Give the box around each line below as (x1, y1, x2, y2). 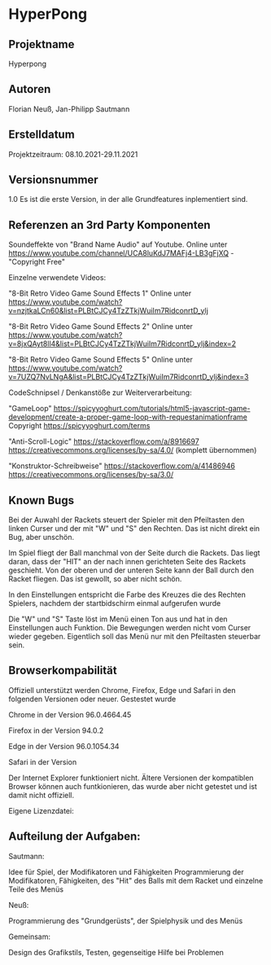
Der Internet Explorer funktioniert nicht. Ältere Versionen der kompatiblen (8, 773, 254, 783)
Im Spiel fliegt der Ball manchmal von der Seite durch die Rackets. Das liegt (8, 548, 260, 558)
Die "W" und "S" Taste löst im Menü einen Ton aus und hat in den (8, 614, 228, 624)
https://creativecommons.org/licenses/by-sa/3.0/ (8, 470, 173, 480)
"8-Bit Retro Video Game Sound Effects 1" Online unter (8, 288, 192, 298)
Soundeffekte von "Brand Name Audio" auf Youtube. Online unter (8, 239, 228, 249)
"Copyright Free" (8, 257, 66, 267)
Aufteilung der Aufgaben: (8, 830, 141, 844)
